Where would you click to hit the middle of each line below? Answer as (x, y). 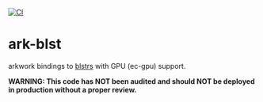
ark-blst (35, 44)
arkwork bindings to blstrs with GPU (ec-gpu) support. (97, 66)
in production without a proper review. (72, 89)
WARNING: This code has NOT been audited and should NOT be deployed (131, 81)
